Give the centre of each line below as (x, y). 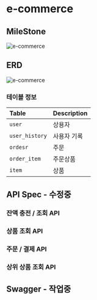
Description (70, 113)
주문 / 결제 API (27, 249)
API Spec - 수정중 (39, 194)
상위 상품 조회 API (31, 267)
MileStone (26, 32)
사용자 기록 (68, 137)
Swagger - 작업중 (39, 289)
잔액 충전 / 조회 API (33, 213)
